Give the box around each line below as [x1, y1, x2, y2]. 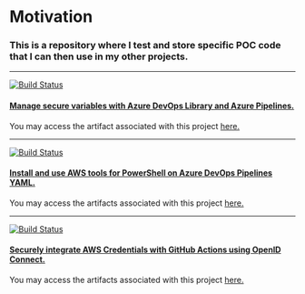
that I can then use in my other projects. [9, 50, 189, 63]
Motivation [9, 6, 93, 27]
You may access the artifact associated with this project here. [9, 120, 241, 131]
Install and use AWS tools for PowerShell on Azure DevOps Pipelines [9, 167, 273, 178]
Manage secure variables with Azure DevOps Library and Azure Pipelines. [9, 100, 295, 111]
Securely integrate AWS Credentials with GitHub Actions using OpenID [9, 244, 281, 256]
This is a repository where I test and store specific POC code [9, 39, 281, 52]
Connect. [9, 254, 45, 265]
